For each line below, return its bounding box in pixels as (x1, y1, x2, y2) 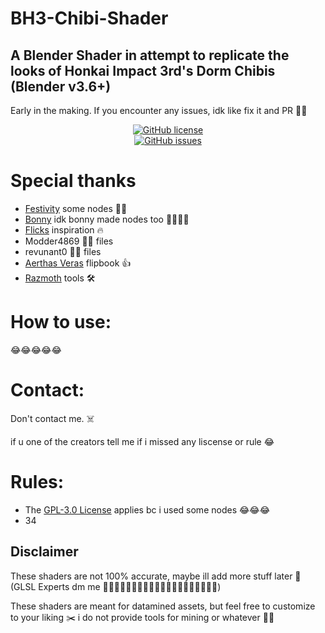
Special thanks (10, 170, 137, 192)
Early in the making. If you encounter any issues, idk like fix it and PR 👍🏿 (10, 105, 308, 116)
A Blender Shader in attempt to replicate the (10, 47, 290, 64)
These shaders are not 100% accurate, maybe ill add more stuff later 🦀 (10, 570, 302, 582)
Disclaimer (10, 543, 79, 561)
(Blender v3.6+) (10, 78, 112, 95)
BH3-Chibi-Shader (10, 7, 169, 30)
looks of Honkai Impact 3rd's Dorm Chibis (10, 62, 276, 79)
